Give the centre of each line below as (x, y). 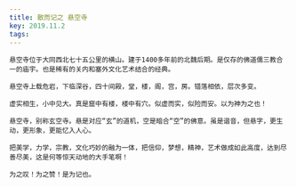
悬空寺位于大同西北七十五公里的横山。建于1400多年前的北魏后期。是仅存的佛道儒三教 (143, 60)
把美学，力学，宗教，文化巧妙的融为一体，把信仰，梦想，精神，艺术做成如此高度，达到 (145, 148)
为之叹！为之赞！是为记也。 (52, 175)
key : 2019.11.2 (37, 26)
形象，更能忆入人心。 (62, 131)
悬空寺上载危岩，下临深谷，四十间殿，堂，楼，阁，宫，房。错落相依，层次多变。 (135, 87)
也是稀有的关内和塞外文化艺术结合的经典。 (108, 69)
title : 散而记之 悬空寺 (48, 17)
